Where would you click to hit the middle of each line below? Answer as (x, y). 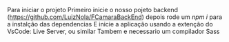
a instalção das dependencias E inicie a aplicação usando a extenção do (110, 24)
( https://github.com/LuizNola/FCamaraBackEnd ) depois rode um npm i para (115, 17)
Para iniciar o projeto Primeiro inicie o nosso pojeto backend (92, 10)
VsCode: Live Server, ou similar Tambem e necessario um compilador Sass (113, 31)
